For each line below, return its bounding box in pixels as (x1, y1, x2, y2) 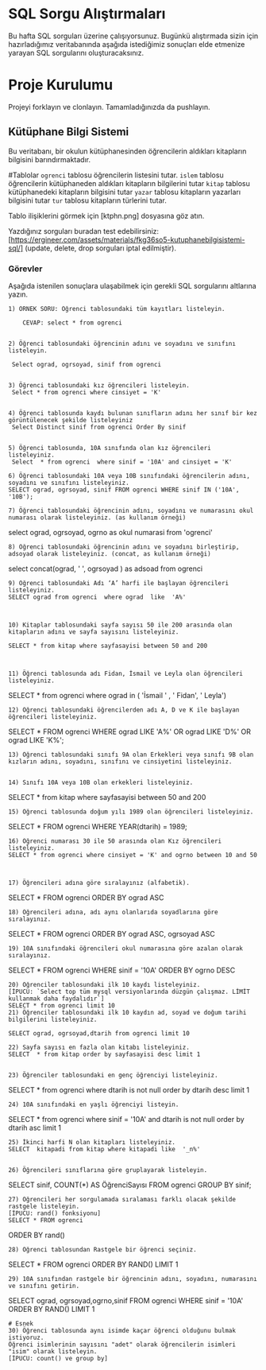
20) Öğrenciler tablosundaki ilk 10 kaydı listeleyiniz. (8, 980, 201, 988)
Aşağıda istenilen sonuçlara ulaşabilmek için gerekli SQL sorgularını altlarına (8, 281, 256, 290)
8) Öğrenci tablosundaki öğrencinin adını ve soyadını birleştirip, (8, 542, 240, 551)
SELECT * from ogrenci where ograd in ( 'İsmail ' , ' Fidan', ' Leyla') (8, 690, 227, 700)
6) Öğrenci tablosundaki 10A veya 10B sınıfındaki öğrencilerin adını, (8, 472, 250, 479)
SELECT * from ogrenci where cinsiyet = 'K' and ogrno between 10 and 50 (8, 851, 258, 859)
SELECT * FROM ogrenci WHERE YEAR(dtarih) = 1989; (8, 821, 188, 831)
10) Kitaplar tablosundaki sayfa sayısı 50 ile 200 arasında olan (8, 621, 233, 629)
